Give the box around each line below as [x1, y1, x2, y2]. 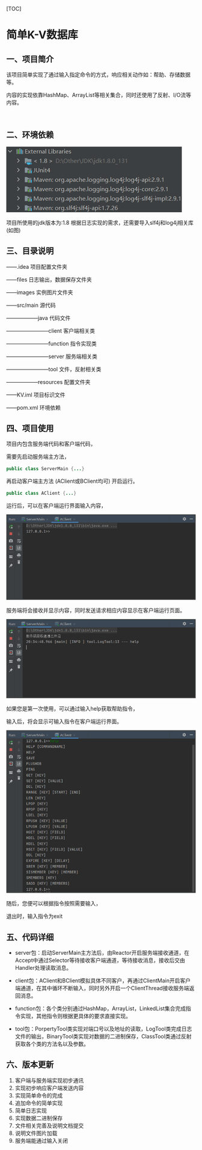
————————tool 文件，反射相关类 [6, 365, 102, 372]
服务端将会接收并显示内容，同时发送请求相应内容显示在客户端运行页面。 [6, 607, 185, 614]
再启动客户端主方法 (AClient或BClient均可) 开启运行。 [6, 477, 138, 485]
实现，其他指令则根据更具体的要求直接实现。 [20, 1013, 131, 1020]
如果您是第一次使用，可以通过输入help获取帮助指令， [6, 705, 138, 712]
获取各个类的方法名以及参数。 [14, 1040, 89, 1048]
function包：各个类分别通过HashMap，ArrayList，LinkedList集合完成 [14, 1005, 186, 1012]
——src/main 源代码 [6, 301, 56, 309]
